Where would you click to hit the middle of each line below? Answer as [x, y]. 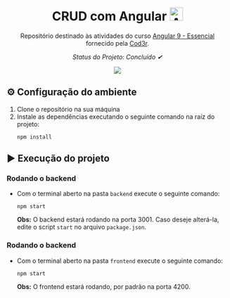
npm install [34, 137]
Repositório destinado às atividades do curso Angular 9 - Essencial [117, 36]
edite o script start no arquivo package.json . [82, 227]
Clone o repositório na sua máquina [68, 109]
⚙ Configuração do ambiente [72, 92]
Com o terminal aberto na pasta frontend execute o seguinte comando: [120, 261]
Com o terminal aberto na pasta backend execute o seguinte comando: [118, 194]
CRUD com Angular [109, 17]
